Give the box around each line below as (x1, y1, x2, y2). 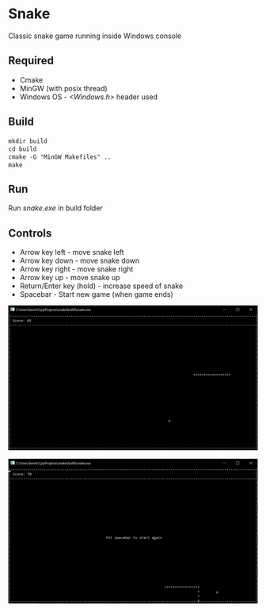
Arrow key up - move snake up (19, 273, 120, 283)
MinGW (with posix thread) (19, 83, 108, 93)
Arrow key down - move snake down (19, 256, 140, 266)
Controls (8, 226, 52, 240)
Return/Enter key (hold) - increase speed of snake (19, 281, 184, 291)
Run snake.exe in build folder (8, 203, 103, 213)
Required (8, 54, 54, 67)
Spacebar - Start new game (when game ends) (19, 290, 174, 299)
